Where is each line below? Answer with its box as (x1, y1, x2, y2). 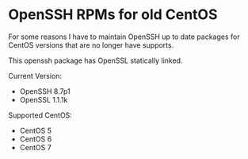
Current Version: (8, 71, 62, 80)
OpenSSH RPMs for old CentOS (8, 6, 218, 24)
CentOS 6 (19, 134, 52, 144)
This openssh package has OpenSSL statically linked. (8, 56, 183, 65)
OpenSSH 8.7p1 (19, 86, 71, 96)
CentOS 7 (19, 142, 52, 152)
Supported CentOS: (8, 110, 73, 120)
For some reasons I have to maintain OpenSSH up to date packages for (8, 32, 240, 41)
